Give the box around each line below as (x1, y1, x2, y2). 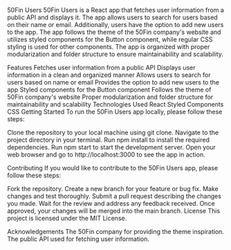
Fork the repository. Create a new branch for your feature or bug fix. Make (7, 185, 219, 193)
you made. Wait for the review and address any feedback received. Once (7, 199, 216, 207)
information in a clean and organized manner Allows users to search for (7, 71, 211, 79)
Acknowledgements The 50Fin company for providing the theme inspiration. (7, 228, 225, 235)
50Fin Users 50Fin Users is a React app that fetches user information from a (7, 6, 225, 14)
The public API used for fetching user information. (7, 235, 150, 243)
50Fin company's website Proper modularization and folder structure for (7, 93, 214, 101)
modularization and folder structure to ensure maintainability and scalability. (7, 50, 223, 58)
